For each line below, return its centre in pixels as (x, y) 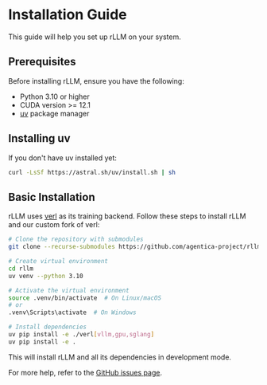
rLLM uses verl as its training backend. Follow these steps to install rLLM (127, 216)
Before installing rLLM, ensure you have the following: (96, 81)
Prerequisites (42, 62)
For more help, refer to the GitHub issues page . (85, 372)
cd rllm (21, 269)
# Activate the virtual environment (69, 290)
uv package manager (54, 113)
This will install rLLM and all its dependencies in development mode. (120, 357)
